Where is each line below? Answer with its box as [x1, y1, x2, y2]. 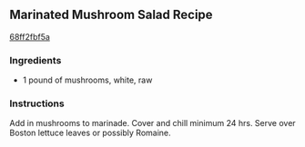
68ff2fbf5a [9, 31, 50, 42]
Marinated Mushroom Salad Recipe [9, 7, 213, 23]
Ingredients [9, 54, 62, 66]
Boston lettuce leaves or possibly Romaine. [9, 127, 171, 139]
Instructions [9, 97, 66, 110]
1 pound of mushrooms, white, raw [22, 74, 153, 85]
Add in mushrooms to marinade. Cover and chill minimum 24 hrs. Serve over [9, 118, 296, 129]
